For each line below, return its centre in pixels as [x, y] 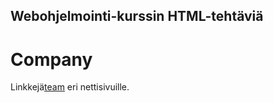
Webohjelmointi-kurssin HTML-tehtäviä [137, 16]
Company [51, 59]
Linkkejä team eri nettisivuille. [70, 87]
